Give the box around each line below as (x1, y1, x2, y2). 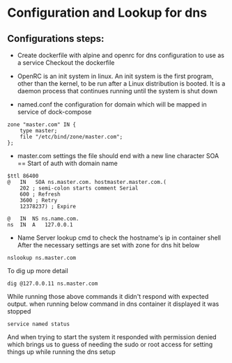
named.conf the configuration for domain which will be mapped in (17, 100, 207, 109)
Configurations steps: (7, 33, 105, 45)
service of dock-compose (17, 108, 92, 116)
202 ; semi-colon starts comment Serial (20, 185, 139, 192)
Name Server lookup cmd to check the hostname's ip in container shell (17, 233, 222, 242)
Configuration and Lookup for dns (7, 5, 208, 21)
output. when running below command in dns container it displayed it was (7, 300, 219, 308)
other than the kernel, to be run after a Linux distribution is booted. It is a (17, 79, 226, 88)
